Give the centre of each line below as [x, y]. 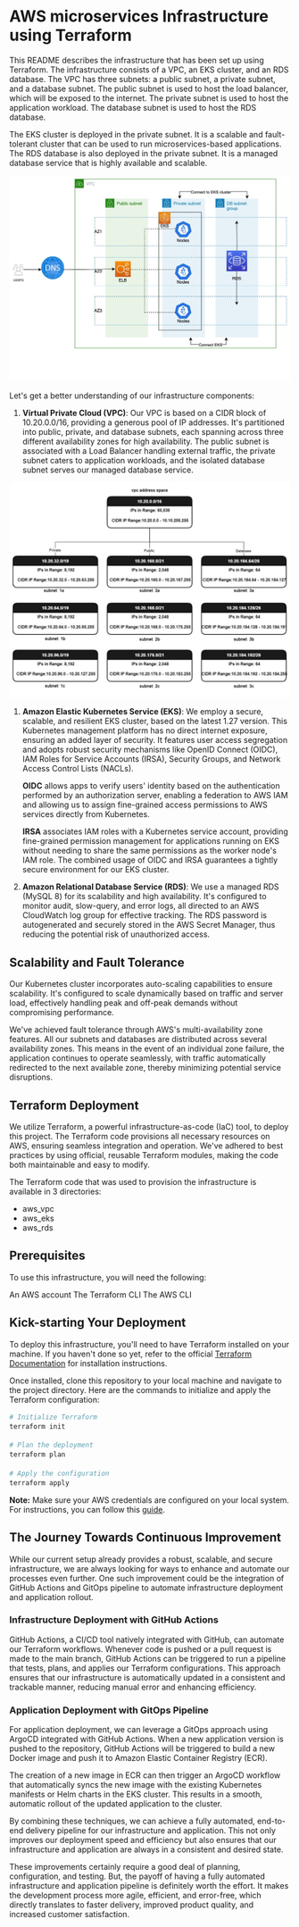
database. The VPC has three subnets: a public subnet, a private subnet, [143, 79]
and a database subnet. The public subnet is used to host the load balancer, [149, 88]
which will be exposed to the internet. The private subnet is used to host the [149, 98]
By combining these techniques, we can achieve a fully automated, [133, 1821]
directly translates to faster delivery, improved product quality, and [132, 1905]
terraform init [37, 1426]
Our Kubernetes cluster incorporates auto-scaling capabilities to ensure [141, 984]
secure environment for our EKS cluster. [96, 870]
